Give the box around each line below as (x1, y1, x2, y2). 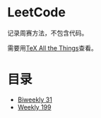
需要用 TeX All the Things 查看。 (7, 43, 97, 52)
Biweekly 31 (17, 95, 53, 104)
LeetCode (7, 4, 66, 21)
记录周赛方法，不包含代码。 (7, 28, 88, 37)
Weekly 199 (17, 102, 52, 111)
